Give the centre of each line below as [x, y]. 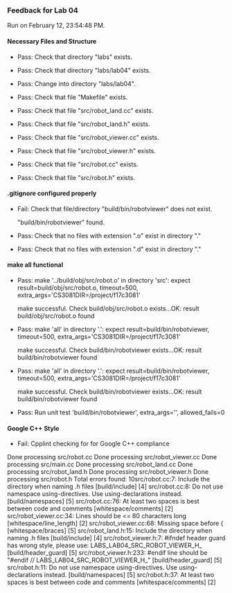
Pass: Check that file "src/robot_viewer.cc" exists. [88, 137]
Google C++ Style [33, 428]
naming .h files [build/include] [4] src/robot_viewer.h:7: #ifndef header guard [116, 538]
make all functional [35, 265]
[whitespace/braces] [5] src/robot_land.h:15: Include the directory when [110, 531]
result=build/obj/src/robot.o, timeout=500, [78, 287]
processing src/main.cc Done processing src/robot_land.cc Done [100, 464]
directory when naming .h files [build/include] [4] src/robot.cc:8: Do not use [115, 486]
